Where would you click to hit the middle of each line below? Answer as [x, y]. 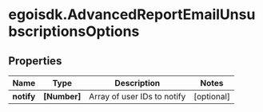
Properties [35, 61]
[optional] [211, 97]
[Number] [62, 97]
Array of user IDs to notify [137, 97]
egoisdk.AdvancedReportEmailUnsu [132, 15]
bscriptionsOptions [74, 31]
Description [137, 83]
